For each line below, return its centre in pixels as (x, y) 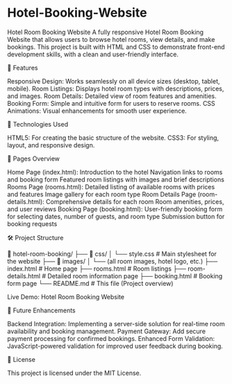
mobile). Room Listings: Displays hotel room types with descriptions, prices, (116, 88)
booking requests (32, 223)
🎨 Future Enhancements (41, 310)
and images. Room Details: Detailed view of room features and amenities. (112, 96)
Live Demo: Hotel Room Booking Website (66, 296)
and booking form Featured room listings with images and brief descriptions (116, 179)
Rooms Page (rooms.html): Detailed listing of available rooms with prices (111, 186)
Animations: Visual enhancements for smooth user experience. (97, 111)
